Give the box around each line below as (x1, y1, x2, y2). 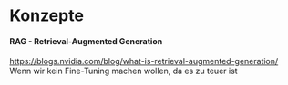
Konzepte (9, 5, 85, 26)
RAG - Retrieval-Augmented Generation (9, 35, 163, 46)
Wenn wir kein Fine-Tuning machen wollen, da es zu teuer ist (9, 65, 239, 77)
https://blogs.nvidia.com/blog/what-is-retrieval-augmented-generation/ (9, 56, 279, 67)
